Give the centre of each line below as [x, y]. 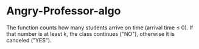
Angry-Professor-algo [64, 11]
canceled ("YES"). [29, 40]
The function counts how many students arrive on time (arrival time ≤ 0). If [100, 27]
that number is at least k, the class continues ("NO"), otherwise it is [91, 33]
